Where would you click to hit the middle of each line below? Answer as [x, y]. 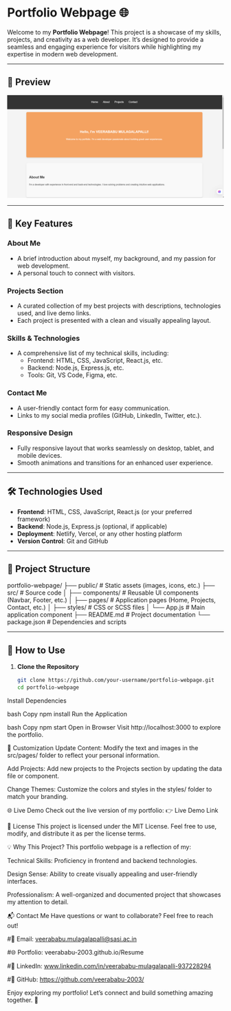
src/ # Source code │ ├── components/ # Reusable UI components [103, 593]
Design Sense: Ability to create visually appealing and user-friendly [102, 874]
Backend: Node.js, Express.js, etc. [76, 368]
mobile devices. [40, 455]
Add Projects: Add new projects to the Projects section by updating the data [114, 769]
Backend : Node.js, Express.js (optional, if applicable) [92, 526]
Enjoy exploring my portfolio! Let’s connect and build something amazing [110, 993]
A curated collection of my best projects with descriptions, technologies [119, 306]
